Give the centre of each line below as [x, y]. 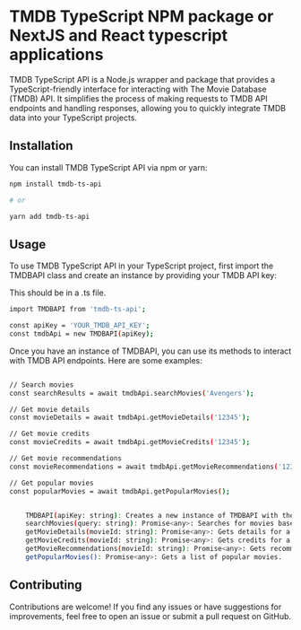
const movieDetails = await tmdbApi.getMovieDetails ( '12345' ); [130, 418]
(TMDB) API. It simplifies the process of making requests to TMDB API [139, 98]
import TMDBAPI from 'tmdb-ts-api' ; [77, 310]
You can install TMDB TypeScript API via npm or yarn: [108, 167]
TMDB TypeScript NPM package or [142, 17]
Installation [41, 146]
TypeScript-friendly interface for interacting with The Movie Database [138, 89]
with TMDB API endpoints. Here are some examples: [106, 360]
